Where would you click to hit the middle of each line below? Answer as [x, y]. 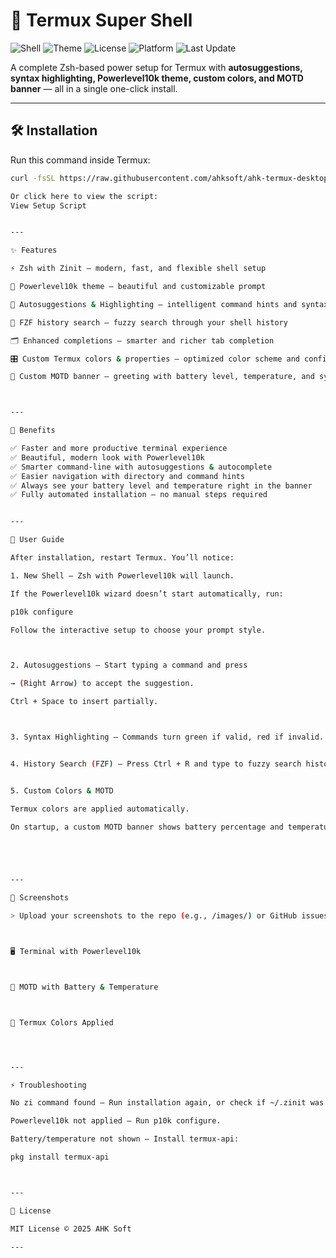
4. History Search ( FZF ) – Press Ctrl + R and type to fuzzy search [156, 764]
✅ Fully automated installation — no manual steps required [139, 495]
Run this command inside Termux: [80, 160]
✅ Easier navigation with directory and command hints [128, 476]
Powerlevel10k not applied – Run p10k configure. [116, 1121]
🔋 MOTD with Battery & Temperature [84, 987]
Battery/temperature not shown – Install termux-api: [125, 1139]
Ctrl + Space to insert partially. [84, 702]
